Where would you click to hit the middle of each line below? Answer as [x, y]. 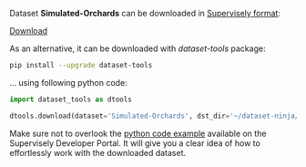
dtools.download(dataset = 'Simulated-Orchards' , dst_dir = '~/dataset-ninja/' [156, 116]
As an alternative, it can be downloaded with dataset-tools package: [138, 48]
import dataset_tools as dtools [71, 99]
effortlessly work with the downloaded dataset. [98, 152]
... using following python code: [68, 82]
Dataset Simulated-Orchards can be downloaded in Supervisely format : [145, 13]
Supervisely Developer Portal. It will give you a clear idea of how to [135, 143]
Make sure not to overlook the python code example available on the [138, 133]
